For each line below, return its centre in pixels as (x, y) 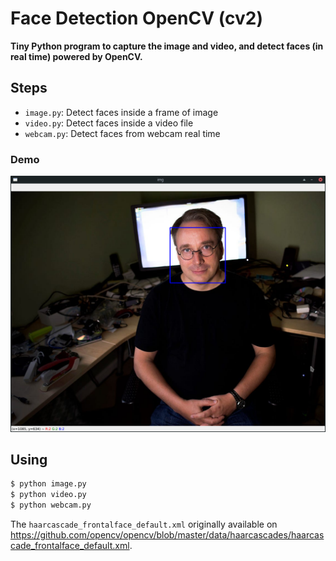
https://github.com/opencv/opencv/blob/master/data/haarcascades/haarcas (167, 534)
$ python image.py (48, 484)
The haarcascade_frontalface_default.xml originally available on (144, 524)
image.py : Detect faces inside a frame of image (121, 112)
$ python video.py (48, 495)
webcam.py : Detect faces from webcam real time (122, 133)
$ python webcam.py (51, 505)
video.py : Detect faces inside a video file (109, 123)
